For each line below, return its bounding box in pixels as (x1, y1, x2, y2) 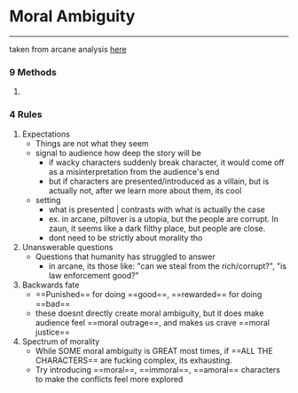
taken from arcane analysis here (9, 43, 127, 54)
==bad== (35, 298, 71, 309)
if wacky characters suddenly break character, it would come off (48, 157, 285, 168)
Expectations (21, 129, 71, 139)
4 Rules (9, 108, 43, 121)
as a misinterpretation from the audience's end (48, 166, 220, 177)
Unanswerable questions (21, 241, 114, 252)
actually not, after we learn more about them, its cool (48, 185, 242, 196)
